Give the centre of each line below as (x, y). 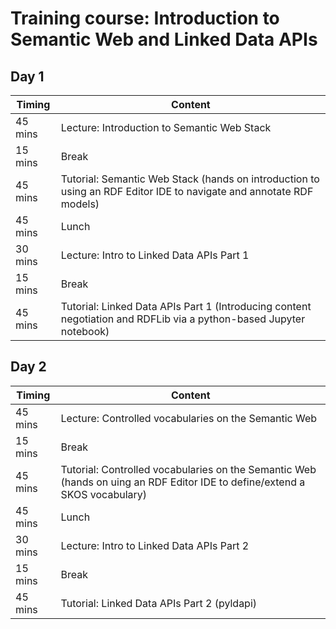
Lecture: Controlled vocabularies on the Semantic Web (189, 418)
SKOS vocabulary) (104, 494)
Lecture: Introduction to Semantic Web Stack (166, 127)
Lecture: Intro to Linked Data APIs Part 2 (155, 545)
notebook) (85, 331)
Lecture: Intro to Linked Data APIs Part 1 (155, 255)
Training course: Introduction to (145, 18)
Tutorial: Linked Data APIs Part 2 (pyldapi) (159, 603)
